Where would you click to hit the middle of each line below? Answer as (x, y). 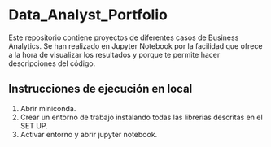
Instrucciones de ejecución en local (101, 89)
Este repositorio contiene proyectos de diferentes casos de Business (124, 37)
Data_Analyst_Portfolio (88, 15)
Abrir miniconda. (48, 108)
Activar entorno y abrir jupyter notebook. (89, 134)
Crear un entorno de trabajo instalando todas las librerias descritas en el (141, 117)
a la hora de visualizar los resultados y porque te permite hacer (114, 54)
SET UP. (34, 125)
